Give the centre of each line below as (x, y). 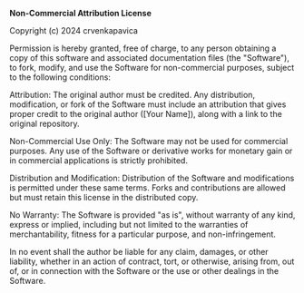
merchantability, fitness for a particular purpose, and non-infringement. (143, 234)
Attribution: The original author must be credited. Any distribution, (132, 95)
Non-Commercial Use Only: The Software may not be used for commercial (149, 141)
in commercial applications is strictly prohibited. (99, 161)
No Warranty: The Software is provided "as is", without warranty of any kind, (152, 215)
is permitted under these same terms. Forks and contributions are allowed (147, 188)
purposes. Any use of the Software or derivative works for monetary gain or (151, 151)
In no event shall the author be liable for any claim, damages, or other (139, 252)
